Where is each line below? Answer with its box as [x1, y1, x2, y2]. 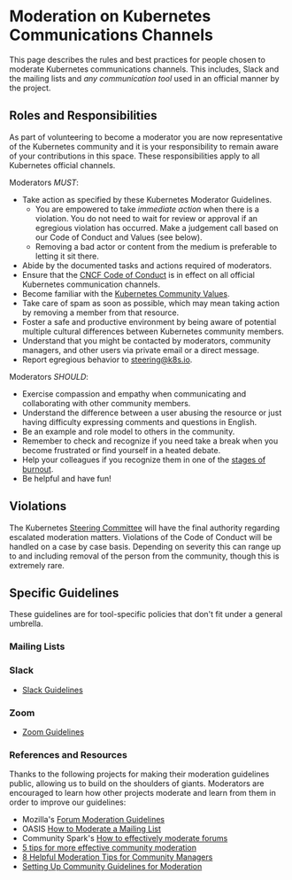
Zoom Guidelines [21, 726, 85, 737]
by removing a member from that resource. [21, 307, 180, 318]
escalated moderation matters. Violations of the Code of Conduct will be [9, 531, 273, 542]
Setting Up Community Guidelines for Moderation [21, 861, 203, 872]
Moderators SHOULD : [9, 371, 88, 382]
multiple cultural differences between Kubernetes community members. [21, 326, 285, 336]
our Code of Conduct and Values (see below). [35, 232, 203, 243]
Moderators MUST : [9, 177, 80, 188]
